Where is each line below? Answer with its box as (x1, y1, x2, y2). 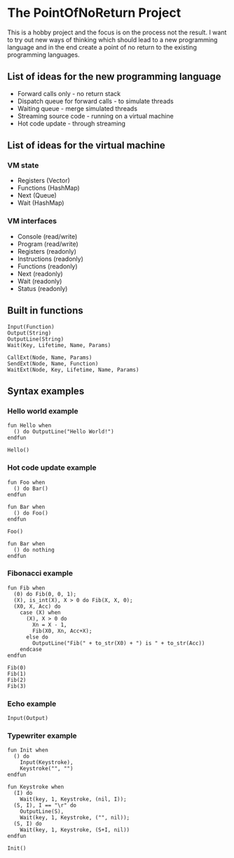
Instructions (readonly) (17, 254, 84, 263)
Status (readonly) (17, 284, 68, 292)
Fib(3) (7, 682, 27, 690)
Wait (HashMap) (17, 198, 64, 207)
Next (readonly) (17, 269, 63, 278)
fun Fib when (7, 584, 46, 592)
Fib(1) (7, 670, 27, 677)
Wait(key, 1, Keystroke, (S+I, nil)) (20, 826, 130, 833)
